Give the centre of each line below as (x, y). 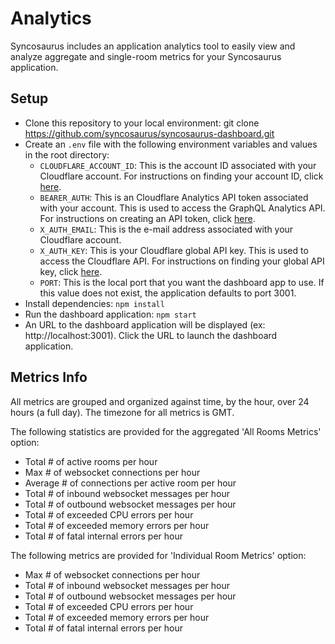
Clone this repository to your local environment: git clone (142, 123)
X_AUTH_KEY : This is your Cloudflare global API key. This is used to (174, 250)
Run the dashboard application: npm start (110, 314)
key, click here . (71, 271)
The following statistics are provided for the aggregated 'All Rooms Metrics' (166, 431)
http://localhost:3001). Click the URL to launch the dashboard (151, 335)
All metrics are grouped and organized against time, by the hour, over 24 (160, 401)
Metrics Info (49, 377)
